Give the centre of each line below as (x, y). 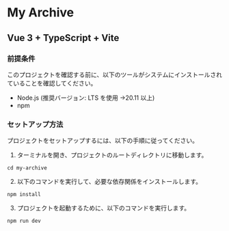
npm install (24, 195)
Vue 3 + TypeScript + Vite (63, 38)
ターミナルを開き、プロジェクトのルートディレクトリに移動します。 (112, 155)
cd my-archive (27, 168)
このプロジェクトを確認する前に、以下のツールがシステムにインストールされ (114, 74)
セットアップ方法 (35, 124)
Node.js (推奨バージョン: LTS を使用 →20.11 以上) (86, 98)
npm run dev (24, 221)
